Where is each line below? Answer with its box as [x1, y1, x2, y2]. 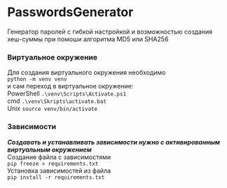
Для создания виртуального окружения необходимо [7, 68, 166, 77]
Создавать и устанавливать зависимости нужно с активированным [7, 137, 221, 146]
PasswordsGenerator [7, 4, 134, 20]
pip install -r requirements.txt [7, 173, 105, 181]
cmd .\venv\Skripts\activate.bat [7, 97, 107, 105]
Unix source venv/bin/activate [7, 105, 98, 113]
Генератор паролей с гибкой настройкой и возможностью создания [7, 27, 213, 36]
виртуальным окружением [7, 145, 92, 154]
